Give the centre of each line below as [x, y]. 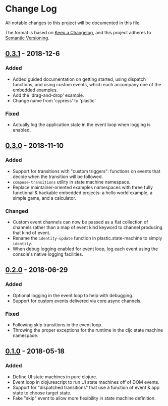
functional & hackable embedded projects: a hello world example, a [82, 193]
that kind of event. [31, 233]
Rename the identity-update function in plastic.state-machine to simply [87, 238]
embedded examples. [35, 90]
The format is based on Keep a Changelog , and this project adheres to [78, 32]
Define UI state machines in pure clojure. [55, 377]
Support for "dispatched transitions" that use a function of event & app [86, 387]
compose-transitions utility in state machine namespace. [71, 182]
